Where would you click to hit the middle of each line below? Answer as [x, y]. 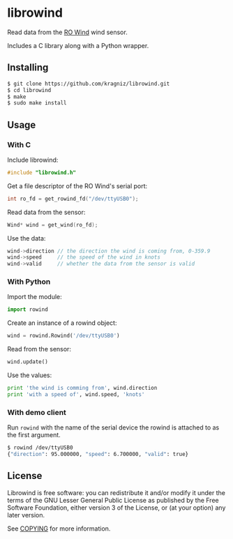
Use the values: [30, 375]
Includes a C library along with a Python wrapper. [78, 45]
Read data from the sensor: [46, 212]
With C [19, 144]
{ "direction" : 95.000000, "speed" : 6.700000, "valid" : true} [98, 455]
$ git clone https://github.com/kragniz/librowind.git [89, 84]
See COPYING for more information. [59, 529]
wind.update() [28, 362]
